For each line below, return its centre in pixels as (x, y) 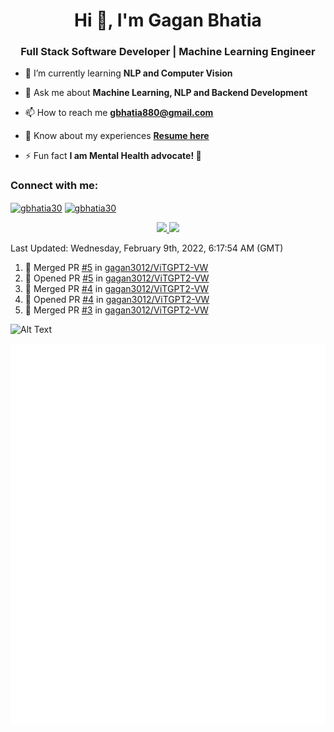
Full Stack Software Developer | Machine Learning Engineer (168, 52)
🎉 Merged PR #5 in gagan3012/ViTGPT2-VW (116, 268)
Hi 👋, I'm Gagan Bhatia (168, 20)
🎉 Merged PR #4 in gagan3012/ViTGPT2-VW (117, 289)
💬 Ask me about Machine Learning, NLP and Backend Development (166, 93)
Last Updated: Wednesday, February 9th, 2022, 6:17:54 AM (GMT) (147, 248)
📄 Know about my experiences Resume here (117, 136)
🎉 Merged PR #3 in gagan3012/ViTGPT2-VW (116, 310)
